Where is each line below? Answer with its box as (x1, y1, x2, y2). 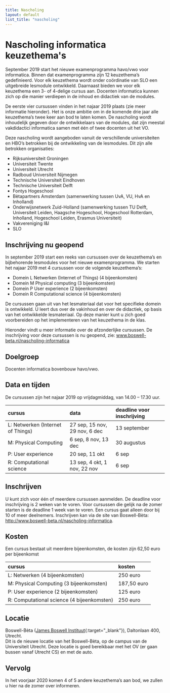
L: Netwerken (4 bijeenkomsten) (8, 572, 84, 579)
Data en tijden (5, 381, 50, 389)
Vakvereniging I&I (12, 220, 50, 226)
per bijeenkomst (5, 551, 39, 557)
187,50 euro (118, 580, 148, 587)
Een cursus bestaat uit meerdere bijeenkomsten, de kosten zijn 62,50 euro (5, 545, 160, 552)
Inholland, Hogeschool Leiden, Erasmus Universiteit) (12, 215, 122, 221)
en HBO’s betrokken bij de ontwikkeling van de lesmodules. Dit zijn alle (5, 140, 153, 147)
